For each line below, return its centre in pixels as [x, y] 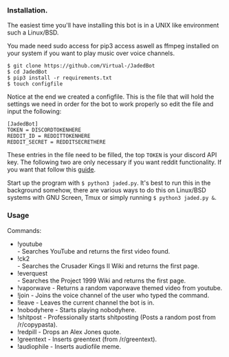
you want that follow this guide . [52, 170]
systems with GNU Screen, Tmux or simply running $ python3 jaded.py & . [112, 198]
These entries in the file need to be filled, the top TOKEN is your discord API [112, 155]
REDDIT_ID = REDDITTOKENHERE [49, 136]
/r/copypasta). [37, 324]
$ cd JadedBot [28, 72]
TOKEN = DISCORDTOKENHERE [44, 130]
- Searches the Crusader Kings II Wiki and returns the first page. [108, 266]
